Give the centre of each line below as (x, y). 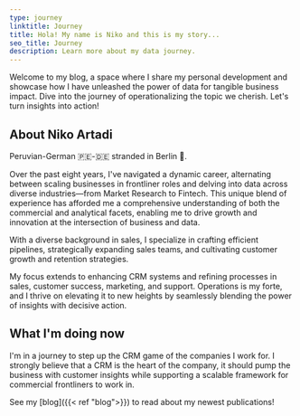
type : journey (36, 18)
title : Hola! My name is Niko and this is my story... (115, 34)
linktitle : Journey (46, 26)
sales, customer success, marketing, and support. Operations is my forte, (146, 286)
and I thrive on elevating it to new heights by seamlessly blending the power (150, 296)
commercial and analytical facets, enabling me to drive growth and (133, 213)
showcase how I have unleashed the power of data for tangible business (144, 87)
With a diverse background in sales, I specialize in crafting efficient (134, 240)
